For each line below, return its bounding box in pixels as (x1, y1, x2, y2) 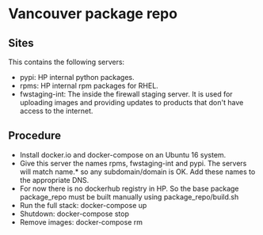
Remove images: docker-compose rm (19, 217, 143, 226)
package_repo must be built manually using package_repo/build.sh (19, 191, 239, 202)
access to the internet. (19, 106, 93, 116)
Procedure (8, 129, 62, 142)
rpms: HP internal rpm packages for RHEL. (19, 81, 158, 90)
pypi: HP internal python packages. (19, 73, 135, 81)
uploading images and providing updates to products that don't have (19, 98, 244, 107)
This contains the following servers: (8, 57, 125, 66)
